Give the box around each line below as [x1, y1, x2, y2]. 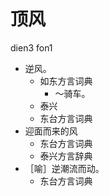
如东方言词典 [39, 75, 93, 87]
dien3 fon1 [10, 41, 53, 54]
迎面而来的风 [24, 125, 78, 137]
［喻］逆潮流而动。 [24, 162, 105, 174]
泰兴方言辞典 [39, 150, 93, 162]
